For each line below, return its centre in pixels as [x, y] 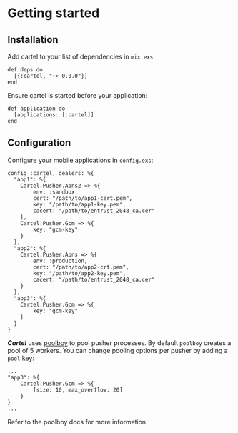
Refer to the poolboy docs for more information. [78, 422]
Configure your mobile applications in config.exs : [80, 160]
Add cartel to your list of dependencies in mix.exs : [81, 56]
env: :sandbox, [56, 192]
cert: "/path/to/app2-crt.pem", [81, 267]
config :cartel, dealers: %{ [51, 173]
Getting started [54, 13]
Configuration [39, 143]
